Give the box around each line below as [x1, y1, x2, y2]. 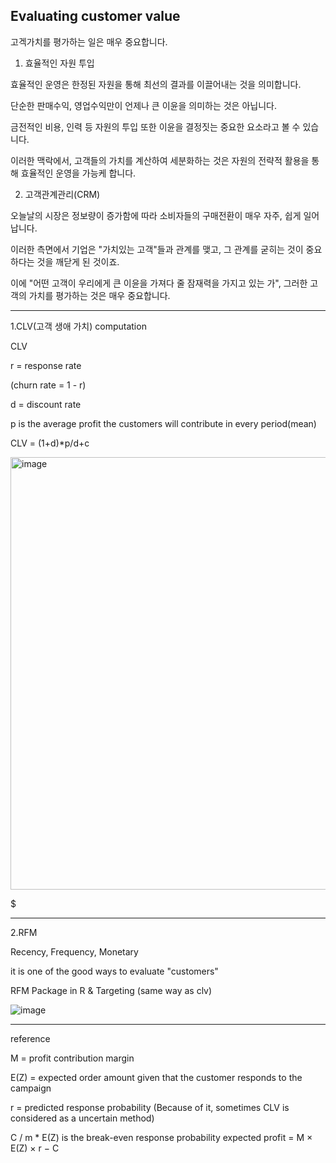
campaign [10, 1082, 52, 1094]
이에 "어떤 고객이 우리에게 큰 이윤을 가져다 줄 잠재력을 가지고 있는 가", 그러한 [10, 277, 308, 289]
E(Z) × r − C [10, 1142, 60, 1154]
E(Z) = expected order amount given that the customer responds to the [10, 1071, 303, 1083]
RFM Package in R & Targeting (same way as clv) [10, 984, 213, 996]
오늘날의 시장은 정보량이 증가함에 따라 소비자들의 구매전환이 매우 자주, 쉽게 [10, 209, 302, 221]
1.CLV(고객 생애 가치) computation [10, 320, 147, 332]
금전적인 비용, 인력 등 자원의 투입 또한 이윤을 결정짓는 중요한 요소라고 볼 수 [10, 120, 301, 133]
